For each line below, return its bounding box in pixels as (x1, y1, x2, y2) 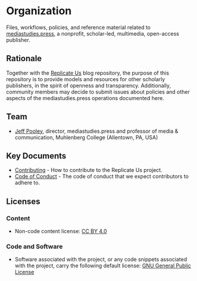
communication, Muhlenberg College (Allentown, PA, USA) (14, 133, 158, 140)
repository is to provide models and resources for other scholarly (6, 75, 165, 82)
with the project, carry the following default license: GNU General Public (14, 262, 192, 269)
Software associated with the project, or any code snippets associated (14, 256, 188, 263)
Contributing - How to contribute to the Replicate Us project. (14, 167, 163, 174)
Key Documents (6, 151, 66, 161)
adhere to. (14, 179, 40, 186)
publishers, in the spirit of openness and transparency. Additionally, (6, 82, 171, 89)
